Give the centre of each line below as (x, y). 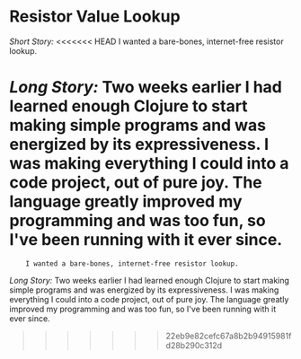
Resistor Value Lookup (95, 17)
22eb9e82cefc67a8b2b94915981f (229, 336)
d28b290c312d (194, 345)
